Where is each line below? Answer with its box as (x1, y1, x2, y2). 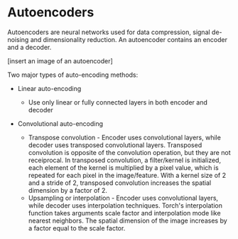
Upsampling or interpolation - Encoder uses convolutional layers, (28, 193, 219, 202)
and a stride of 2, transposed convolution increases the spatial (28, 179, 212, 187)
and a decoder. (7, 43, 52, 51)
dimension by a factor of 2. (28, 186, 108, 194)
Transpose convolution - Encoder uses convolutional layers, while (28, 133, 222, 142)
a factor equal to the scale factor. (28, 223, 126, 232)
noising (7, 35, 29, 43)
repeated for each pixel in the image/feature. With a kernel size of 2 (28, 171, 227, 179)
